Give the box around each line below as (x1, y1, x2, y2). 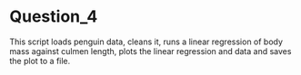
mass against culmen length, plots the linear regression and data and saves (9, 45, 292, 56)
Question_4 (9, 6, 98, 27)
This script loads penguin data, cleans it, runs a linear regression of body (9, 36, 284, 47)
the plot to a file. (9, 55, 71, 66)
